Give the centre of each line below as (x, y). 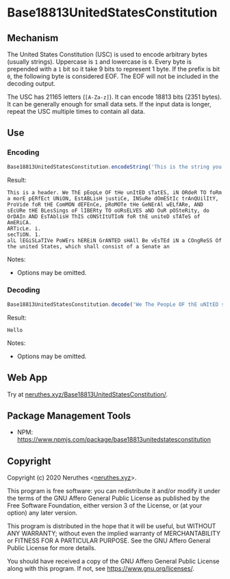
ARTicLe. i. (24, 228)
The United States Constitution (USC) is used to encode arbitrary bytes (107, 54)
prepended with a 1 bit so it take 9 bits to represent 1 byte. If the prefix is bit (114, 69)
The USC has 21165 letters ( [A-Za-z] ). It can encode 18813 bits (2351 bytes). (115, 97)
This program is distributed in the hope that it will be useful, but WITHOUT (112, 526)
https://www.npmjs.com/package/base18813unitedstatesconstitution (114, 440)
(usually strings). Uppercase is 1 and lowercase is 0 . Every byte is (99, 62)
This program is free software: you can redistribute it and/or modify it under (114, 491)
